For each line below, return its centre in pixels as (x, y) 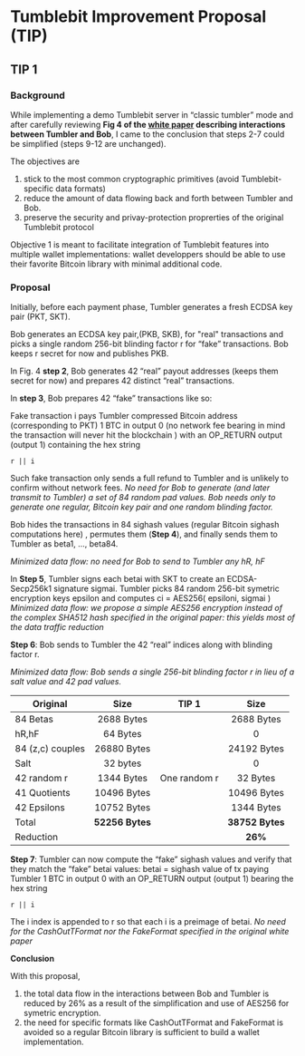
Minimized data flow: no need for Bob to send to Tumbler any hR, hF (138, 562)
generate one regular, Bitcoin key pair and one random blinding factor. (142, 507)
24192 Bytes (256, 749)
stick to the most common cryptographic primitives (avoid (131, 179)
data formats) (81, 189)
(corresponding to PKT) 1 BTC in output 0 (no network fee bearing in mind (148, 426)
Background (38, 95)
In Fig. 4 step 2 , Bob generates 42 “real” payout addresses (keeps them (144, 371)
